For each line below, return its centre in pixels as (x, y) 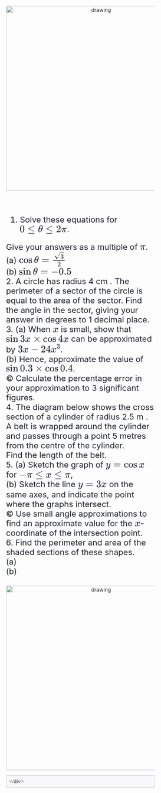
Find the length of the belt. (57, 455)
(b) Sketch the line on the (70, 484)
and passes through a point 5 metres (76, 436)
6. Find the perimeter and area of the (76, 542)
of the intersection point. (96, 533)
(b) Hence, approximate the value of (75, 359)
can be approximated (111, 339)
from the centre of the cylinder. (65, 445)
